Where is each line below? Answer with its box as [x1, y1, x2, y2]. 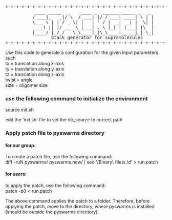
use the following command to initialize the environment [5, 95, 148, 102]
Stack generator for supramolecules [51, 35, 143, 40]
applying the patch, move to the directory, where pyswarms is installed [5, 203, 155, 209]
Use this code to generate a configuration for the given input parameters [5, 49, 159, 56]
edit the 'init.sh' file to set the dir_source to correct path [5, 117, 123, 123]
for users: [5, 171, 27, 177]
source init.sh [5, 107, 34, 113]
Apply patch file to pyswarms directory [5, 130, 105, 137]
